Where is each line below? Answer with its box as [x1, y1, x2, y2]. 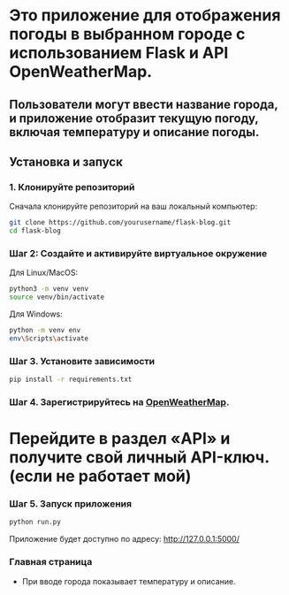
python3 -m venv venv [9, 285, 89, 294]
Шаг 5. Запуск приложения [9, 498, 133, 510]
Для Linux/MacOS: [9, 267, 78, 278]
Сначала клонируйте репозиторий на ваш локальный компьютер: [9, 201, 258, 212]
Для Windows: [9, 309, 64, 319]
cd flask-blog [9, 226, 62, 235]
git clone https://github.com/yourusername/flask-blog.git [9, 218, 232, 227]
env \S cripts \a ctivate [9, 333, 89, 343]
